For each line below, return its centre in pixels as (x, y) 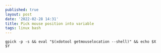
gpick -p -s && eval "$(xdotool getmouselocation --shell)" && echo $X (80, 42)
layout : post (19, 14)
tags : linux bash (23, 28)
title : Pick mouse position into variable (50, 24)
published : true (22, 10)
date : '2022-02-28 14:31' (32, 19)
